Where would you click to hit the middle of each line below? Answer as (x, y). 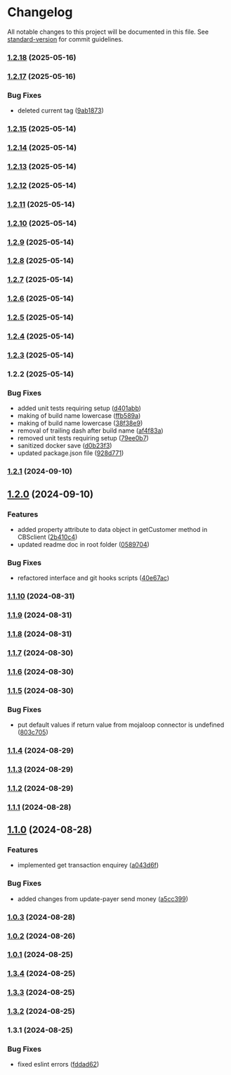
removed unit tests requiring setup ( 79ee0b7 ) (83, 438)
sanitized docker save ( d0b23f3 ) (65, 446)
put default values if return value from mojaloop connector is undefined (121, 725)
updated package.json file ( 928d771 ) (71, 453)
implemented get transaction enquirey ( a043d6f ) (88, 865)
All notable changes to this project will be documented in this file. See (108, 32)
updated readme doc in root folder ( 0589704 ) (83, 544)
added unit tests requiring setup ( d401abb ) (79, 408)
